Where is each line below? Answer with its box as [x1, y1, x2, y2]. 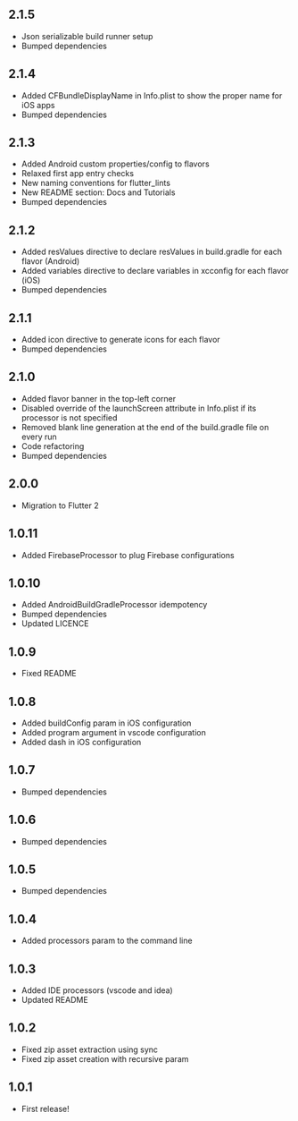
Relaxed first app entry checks [21, 168, 135, 179]
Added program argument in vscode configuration [21, 726, 206, 737]
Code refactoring [21, 440, 85, 451]
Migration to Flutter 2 [21, 500, 99, 511]
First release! [21, 1103, 70, 1114]
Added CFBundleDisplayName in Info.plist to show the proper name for [21, 89, 283, 101]
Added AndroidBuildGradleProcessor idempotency [21, 599, 208, 610]
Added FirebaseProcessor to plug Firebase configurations [21, 549, 235, 560]
